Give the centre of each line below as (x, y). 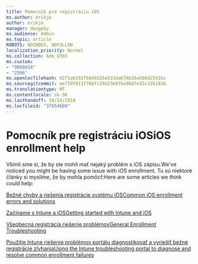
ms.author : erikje (29, 17)
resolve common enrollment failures (50, 255)
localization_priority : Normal (45, 51)
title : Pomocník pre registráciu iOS (53, 12)
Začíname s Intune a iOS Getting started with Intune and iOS (79, 213)
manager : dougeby (28, 28)
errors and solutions (31, 201)
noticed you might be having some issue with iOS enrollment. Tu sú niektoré (99, 171)
